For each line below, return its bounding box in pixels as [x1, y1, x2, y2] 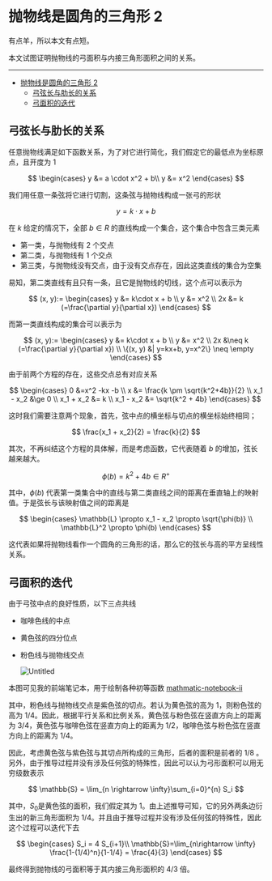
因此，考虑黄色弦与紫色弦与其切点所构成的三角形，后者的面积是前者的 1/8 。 [8, 748, 264, 758]
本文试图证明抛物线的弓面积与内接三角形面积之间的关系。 [8, 53, 200, 62]
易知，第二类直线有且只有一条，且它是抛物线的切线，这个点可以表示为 [8, 277, 243, 287]
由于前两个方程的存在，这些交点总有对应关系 [8, 369, 158, 379]
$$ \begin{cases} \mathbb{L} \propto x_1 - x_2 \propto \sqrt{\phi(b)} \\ [19, 514, 253, 524]
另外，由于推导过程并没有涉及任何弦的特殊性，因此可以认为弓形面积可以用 [8, 758, 257, 768]
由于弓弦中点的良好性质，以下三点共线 [8, 598, 136, 608]
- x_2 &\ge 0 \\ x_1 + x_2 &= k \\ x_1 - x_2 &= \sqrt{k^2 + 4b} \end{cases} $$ [11, 394, 261, 403]
